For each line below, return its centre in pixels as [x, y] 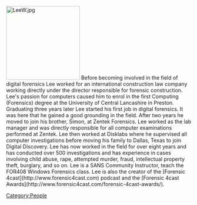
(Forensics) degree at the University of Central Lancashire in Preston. [90, 103]
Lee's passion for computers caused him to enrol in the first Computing [93, 96]
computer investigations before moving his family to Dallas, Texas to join [94, 140]
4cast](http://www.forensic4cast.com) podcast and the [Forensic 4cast [93, 178]
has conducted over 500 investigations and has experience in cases [89, 153]
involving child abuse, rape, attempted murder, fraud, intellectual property [96, 159]
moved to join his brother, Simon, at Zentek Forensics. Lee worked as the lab [99, 121]
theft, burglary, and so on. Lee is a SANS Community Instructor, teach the [95, 165]
